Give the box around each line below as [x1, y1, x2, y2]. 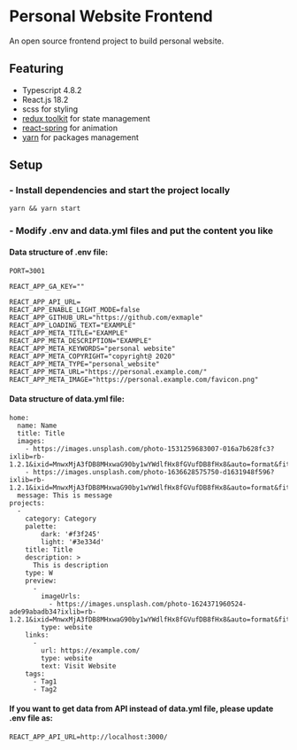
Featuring [9, 61, 65, 76]
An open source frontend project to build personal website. [9, 35, 225, 46]
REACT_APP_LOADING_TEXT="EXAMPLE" [9, 321, 137, 330]
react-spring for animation [21, 122, 118, 133]
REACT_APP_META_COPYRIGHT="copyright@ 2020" [9, 352, 176, 361]
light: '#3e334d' [41, 537, 104, 546]
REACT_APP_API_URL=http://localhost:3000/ [9, 732, 168, 741]
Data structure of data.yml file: [9, 394, 126, 404]
